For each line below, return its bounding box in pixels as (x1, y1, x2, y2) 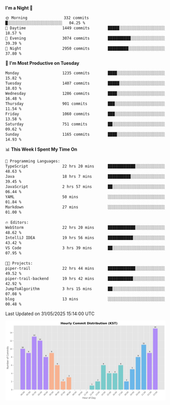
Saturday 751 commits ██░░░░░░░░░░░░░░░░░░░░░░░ (5, 122, 165, 127)
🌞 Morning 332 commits (5, 15, 89, 20)
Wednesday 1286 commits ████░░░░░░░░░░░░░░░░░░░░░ (5, 91, 165, 96)
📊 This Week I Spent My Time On (5, 146, 77, 152)
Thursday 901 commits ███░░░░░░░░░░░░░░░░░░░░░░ (5, 101, 165, 106)
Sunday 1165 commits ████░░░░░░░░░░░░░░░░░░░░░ (5, 132, 165, 137)
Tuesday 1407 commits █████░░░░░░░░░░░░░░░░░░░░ (5, 81, 165, 86)
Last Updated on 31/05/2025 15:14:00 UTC (5, 311, 95, 317)
